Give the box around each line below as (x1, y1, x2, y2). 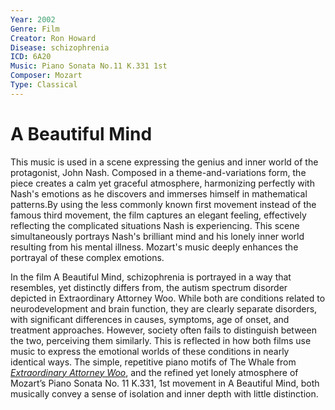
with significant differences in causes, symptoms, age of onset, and (10, 313, 290, 325)
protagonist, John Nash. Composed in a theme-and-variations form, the (10, 166, 307, 178)
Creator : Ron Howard (10, 33, 97, 43)
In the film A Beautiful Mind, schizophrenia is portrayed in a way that (10, 271, 292, 283)
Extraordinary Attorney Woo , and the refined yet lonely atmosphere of (10, 366, 299, 378)
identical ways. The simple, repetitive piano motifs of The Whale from (10, 356, 297, 368)
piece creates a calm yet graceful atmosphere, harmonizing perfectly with (10, 177, 315, 189)
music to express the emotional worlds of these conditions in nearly (10, 345, 290, 357)
